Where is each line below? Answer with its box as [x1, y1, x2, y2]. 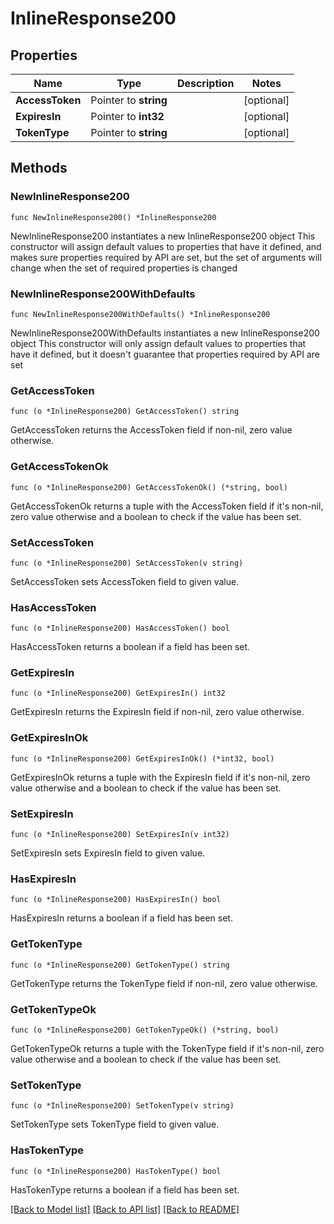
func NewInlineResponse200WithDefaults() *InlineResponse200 [10, 309, 271, 319]
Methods [10, 160, 68, 177]
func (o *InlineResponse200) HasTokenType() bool [10, 1166, 222, 1176]
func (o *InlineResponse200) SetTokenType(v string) [10, 1101, 235, 1111]
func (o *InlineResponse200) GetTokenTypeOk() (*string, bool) [10, 1025, 280, 1035]
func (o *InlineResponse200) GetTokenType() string [10, 960, 230, 970]
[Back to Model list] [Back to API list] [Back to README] [10, 1203, 240, 1215]
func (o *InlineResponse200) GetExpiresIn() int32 [10, 688, 226, 699]
